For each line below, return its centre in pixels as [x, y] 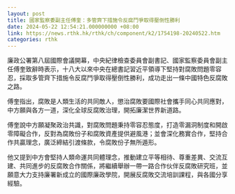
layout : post [26, 14]
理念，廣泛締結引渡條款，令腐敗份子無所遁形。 [93, 142]
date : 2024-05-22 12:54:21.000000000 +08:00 [73, 27]
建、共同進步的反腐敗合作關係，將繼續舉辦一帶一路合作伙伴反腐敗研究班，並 [117, 166]
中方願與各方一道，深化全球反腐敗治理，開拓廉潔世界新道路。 [96, 110]
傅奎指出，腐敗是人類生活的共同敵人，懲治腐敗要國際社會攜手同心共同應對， [117, 101]
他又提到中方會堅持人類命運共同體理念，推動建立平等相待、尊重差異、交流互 [117, 157]
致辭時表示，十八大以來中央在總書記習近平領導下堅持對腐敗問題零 [120, 69]
